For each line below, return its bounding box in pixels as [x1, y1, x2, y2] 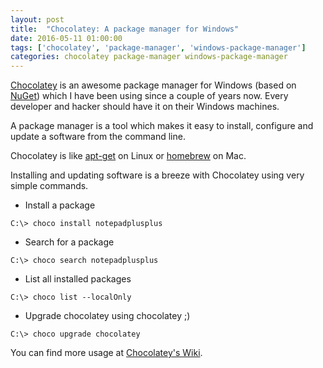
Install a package [24, 199, 96, 211]
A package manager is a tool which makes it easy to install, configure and [10, 120, 314, 132]
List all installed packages [24, 273, 132, 285]
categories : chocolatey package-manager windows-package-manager [10, 52, 288, 62]
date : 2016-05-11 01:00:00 [10, 33, 123, 43]
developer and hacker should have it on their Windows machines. [10, 101, 280, 113]
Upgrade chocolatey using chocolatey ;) [24, 310, 191, 322]
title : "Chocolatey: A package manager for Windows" [10, 24, 240, 34]
